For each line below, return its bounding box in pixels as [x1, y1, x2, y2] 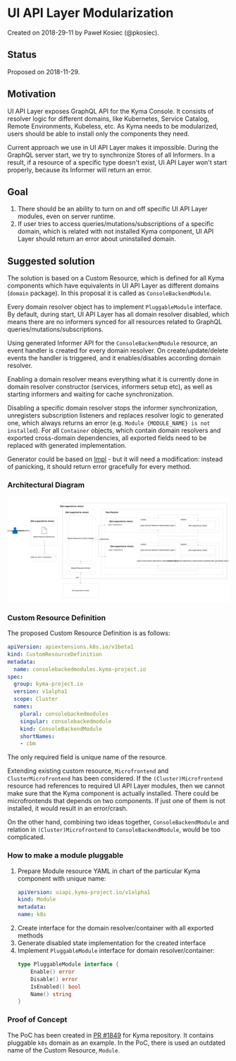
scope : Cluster [13, 696, 58, 703]
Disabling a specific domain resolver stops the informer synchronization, [7, 404, 218, 413]
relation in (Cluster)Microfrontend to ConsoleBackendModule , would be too [7, 825, 221, 834]
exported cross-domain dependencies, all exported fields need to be [7, 434, 207, 442]
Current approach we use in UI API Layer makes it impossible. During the [7, 143, 219, 151]
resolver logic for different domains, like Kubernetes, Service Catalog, [7, 114, 210, 123]
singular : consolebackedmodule [20, 718, 112, 725]
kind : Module [17, 896, 56, 903]
